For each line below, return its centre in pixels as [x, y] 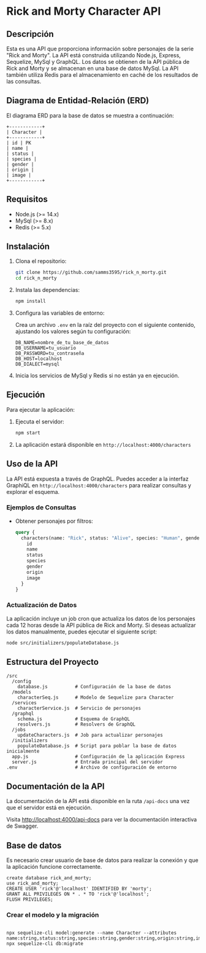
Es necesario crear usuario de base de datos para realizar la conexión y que [102, 860]
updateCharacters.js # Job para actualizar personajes [90, 735]
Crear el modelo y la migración [53, 915]
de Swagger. [22, 826]
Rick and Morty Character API [84, 11]
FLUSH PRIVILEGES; [30, 900]
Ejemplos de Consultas [41, 508]
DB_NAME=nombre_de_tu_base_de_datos [62, 343]
